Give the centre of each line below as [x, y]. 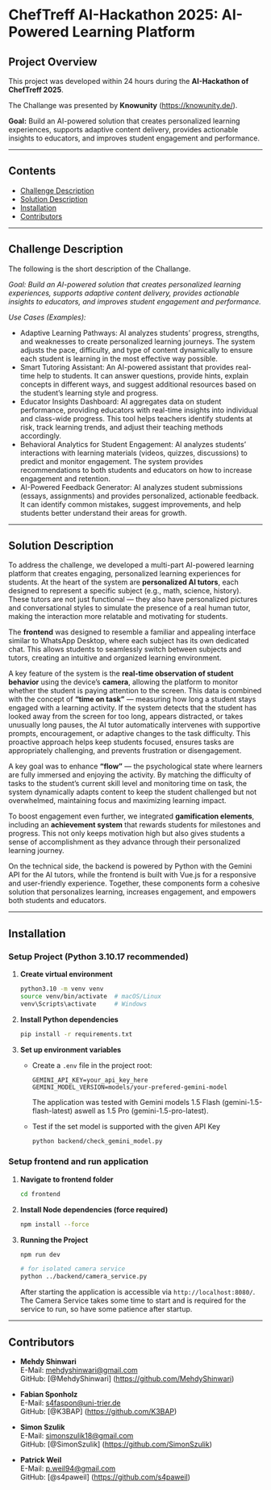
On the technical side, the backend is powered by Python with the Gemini [130, 866]
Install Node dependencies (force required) [94, 1209]
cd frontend [40, 1194]
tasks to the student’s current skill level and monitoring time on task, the [128, 784]
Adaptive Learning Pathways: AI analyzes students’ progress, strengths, [140, 333]
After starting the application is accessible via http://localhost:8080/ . [138, 1292]
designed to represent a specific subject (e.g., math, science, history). [125, 591]
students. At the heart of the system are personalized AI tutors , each [124, 582]
